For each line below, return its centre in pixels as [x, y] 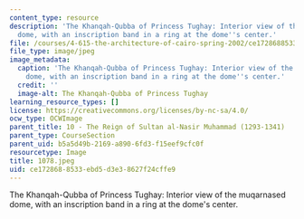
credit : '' [38, 85]
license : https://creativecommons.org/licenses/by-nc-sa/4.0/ [129, 110]
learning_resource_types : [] [64, 102]
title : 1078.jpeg [42, 161]
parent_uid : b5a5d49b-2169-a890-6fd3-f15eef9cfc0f [107, 144]
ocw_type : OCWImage [46, 119]
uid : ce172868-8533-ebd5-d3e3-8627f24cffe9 [93, 169]
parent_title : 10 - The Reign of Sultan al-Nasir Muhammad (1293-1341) [147, 128]
